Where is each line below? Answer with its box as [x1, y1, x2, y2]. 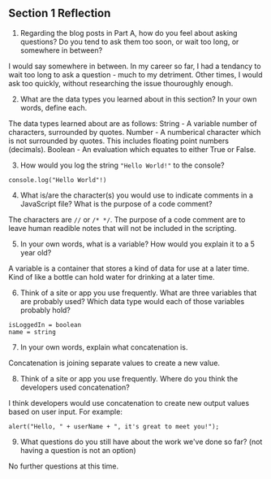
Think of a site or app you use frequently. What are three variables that [19, 288, 257, 298]
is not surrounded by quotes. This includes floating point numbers [8, 136, 230, 146]
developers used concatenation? [19, 382, 130, 392]
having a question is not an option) [19, 445, 136, 455]
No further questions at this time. [8, 461, 119, 471]
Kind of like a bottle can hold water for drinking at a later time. [8, 272, 215, 281]
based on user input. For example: [8, 407, 123, 416]
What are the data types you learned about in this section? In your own [19, 94, 257, 104]
